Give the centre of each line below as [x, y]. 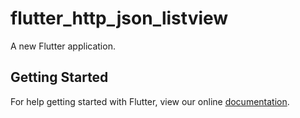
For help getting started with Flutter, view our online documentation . [150, 101]
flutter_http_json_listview [119, 18]
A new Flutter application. [63, 46]
